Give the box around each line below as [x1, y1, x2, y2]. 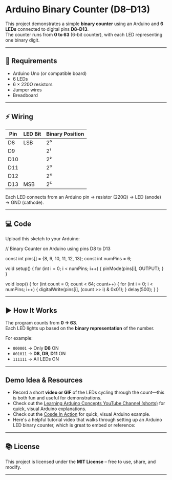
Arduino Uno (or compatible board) [12, 70, 87, 76]
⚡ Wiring [5, 112, 33, 121]
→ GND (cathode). [5, 199, 45, 205]
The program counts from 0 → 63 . [5, 320, 78, 326]
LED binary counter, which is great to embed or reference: [12, 422, 136, 428]
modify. [5, 464, 21, 470]
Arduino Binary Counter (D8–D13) [5, 4, 150, 15]
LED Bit [23, 130, 41, 137]
